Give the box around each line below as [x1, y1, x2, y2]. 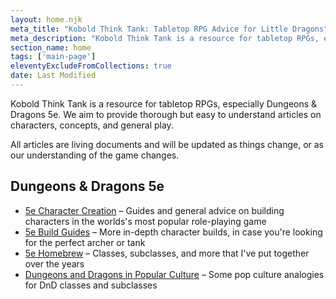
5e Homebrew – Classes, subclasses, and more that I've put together [24, 247, 310, 259]
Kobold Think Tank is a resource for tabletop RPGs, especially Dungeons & [10, 97, 318, 110]
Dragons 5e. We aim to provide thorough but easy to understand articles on [10, 108, 322, 120]
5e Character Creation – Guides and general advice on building [24, 204, 285, 216]
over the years [24, 257, 85, 270]
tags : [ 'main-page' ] [10, 52, 97, 62]
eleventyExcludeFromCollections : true [10, 61, 172, 71]
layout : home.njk [10, 14, 83, 25]
